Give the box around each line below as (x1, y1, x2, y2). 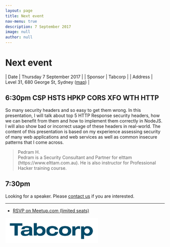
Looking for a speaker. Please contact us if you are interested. (5, 193, 135, 199)
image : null (5, 29, 30, 35)
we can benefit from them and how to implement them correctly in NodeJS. (5, 117, 163, 124)
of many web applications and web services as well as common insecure (5, 134, 158, 140)
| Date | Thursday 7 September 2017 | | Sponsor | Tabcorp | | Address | (5, 74, 153, 80)
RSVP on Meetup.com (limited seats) (12, 207, 90, 214)
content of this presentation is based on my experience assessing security (5, 129, 161, 135)
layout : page (5, 8, 33, 13)
